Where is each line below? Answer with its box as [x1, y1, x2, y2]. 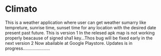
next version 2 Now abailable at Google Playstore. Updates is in [5, 40, 133, 46]
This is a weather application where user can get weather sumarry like [5, 19, 146, 25]
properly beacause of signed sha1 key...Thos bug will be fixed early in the [5, 35, 153, 41]
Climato [5, 3, 38, 15]
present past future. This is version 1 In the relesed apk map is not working [5, 30, 155, 36]
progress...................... [5, 45, 50, 51]
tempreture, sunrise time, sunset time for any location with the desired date [5, 24, 156, 30]
